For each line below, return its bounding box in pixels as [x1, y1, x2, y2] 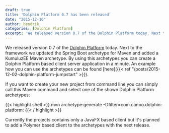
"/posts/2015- [131, 66, 161, 72]
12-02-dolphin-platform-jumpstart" [5, 72, 78, 77]
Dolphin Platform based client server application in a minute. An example [5, 61, 156, 66]
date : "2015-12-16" [5, 17, 46, 22]
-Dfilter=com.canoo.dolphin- [103, 102, 163, 107]
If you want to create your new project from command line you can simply [5, 81, 158, 87]
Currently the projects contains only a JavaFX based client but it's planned [5, 117, 160, 122]
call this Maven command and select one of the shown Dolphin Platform [5, 87, 154, 92]
